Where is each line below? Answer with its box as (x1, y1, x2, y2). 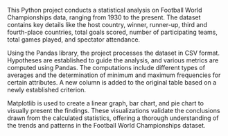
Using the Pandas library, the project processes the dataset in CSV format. (7, 49, 220, 57)
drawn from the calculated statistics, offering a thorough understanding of (7, 114, 219, 122)
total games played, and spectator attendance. (7, 35, 141, 44)
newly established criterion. (7, 86, 87, 94)
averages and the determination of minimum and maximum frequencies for (7, 71, 221, 79)
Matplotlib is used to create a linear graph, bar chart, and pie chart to (7, 99, 204, 107)
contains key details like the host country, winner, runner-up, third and (7, 21, 208, 28)
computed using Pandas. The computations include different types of (7, 64, 206, 71)
